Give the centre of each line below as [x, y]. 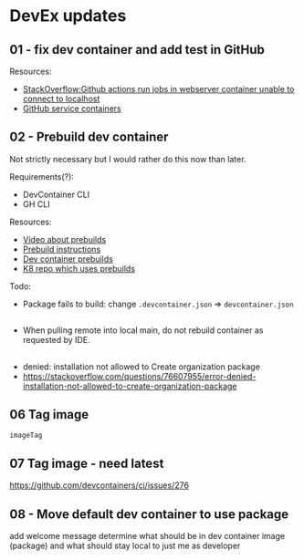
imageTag [26, 436]
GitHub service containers [72, 109]
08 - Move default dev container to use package [149, 514]
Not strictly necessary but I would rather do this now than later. [128, 159]
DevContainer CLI [56, 194]
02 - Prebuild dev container [89, 137]
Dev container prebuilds [68, 259]
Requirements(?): [42, 176]
